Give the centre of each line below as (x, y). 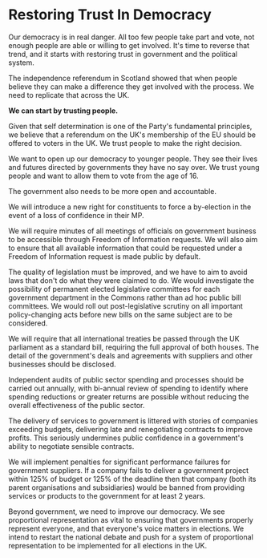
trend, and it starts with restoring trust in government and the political (123, 54)
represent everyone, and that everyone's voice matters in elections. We (126, 528)
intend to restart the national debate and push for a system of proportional (131, 537)
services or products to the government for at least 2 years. (107, 495)
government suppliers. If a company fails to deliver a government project (129, 470)
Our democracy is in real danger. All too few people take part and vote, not (131, 37)
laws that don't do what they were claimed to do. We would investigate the (131, 280)
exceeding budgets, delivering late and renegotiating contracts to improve (130, 429)
